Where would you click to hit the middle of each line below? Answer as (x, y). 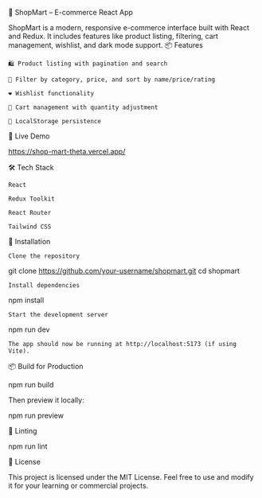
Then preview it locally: (47, 400)
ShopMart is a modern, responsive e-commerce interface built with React (129, 27)
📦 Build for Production (46, 366)
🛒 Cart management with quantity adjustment (83, 107)
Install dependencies (44, 286)
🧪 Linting (23, 431)
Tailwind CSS (30, 227)
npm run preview (36, 415)
